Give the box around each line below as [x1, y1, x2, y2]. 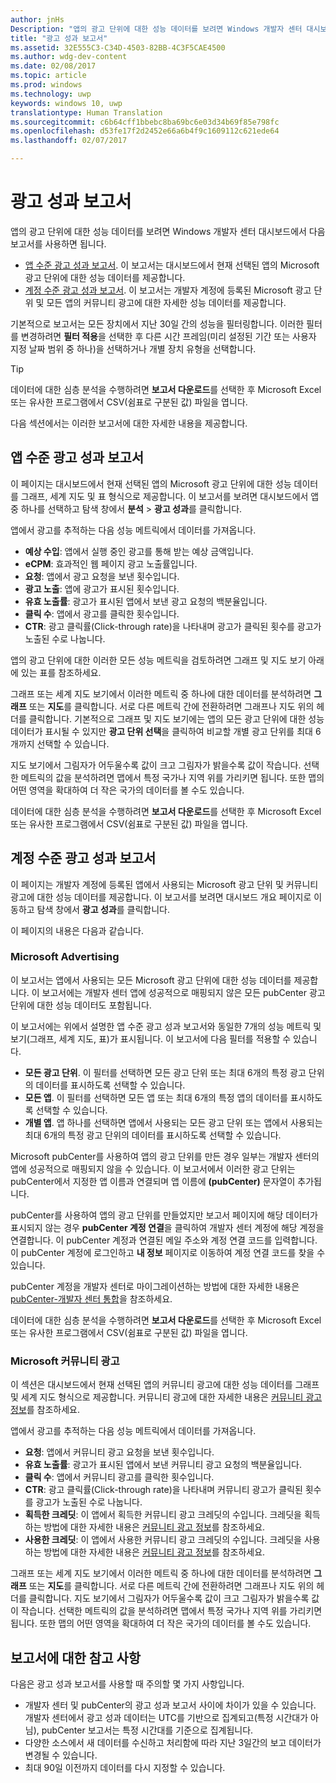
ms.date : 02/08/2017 [10, 61, 97, 71]
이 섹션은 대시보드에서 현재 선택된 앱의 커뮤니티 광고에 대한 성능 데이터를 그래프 [10, 1379, 320, 1391]
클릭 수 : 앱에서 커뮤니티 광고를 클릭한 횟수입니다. [24, 1471, 215, 1483]
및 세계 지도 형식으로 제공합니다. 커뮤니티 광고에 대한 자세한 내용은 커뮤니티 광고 [10, 1391, 323, 1403]
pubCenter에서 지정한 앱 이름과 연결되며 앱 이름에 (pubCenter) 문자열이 [10, 1175, 296, 1187]
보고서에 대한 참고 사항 [10, 1649, 142, 1666]
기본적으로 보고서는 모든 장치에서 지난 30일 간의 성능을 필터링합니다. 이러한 [10, 317, 305, 330]
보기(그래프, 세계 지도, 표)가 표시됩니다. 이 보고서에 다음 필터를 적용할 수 [10, 1032, 292, 1045]
